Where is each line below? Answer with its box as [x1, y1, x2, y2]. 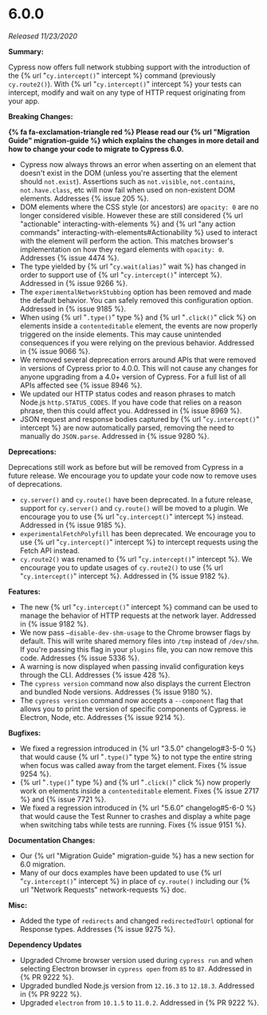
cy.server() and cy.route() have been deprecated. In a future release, [19, 495, 253, 504]
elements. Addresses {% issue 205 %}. [19, 193, 149, 203]
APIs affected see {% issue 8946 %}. [19, 380, 143, 390]
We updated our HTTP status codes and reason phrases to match [19, 388, 236, 398]
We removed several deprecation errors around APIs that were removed [19, 355, 257, 364]
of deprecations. [8, 479, 63, 488]
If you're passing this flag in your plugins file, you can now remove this [19, 644, 253, 654]
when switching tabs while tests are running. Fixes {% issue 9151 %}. [19, 820, 247, 830]
